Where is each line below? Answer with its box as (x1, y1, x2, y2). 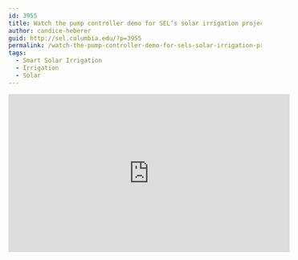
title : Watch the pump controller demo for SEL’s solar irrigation (8, 19, 239, 27)
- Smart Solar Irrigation (15, 57, 103, 65)
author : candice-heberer (8, 26, 92, 35)
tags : (8, 49, 27, 57)
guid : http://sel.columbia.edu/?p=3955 (8, 34, 142, 43)
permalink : (8, 42, 45, 50)
